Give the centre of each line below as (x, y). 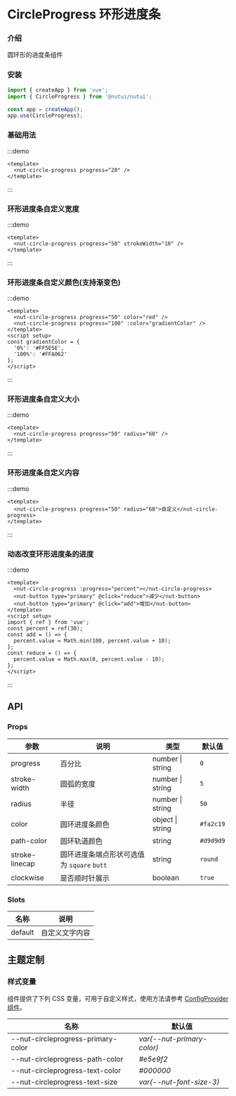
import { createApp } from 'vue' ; (58, 90)
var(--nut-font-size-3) (179, 1082)
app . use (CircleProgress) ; (45, 116)
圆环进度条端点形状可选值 (103, 854)
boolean (166, 878)
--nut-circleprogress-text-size (64, 1082)
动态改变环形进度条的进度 (51, 554)
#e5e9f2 (153, 1059)
